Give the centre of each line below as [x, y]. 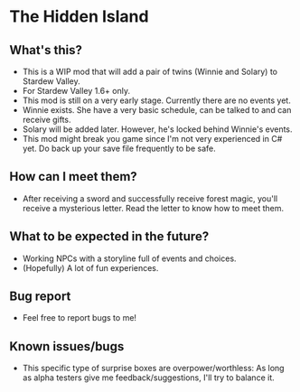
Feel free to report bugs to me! [80, 318]
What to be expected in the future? [109, 237]
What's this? [46, 50]
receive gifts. [47, 120]
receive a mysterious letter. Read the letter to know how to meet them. [153, 208]
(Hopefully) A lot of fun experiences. [90, 267]
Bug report [40, 297]
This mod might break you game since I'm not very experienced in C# [152, 139]
